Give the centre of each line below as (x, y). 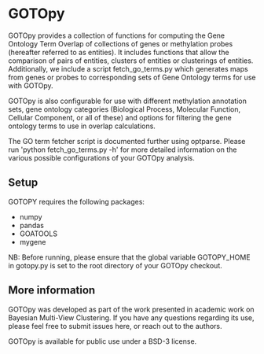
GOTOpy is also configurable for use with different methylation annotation (128, 101)
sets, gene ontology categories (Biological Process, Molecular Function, (125, 109)
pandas (32, 225)
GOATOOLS (38, 234)
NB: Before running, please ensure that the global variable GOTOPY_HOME (129, 257)
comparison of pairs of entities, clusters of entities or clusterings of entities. (131, 61)
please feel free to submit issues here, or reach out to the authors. (115, 326)
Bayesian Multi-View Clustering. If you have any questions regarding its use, (131, 317)
